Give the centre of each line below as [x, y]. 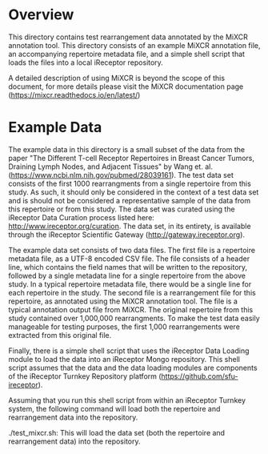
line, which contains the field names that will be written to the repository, [128, 267]
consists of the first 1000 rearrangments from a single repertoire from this [130, 183]
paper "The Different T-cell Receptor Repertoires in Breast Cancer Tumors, [131, 158]
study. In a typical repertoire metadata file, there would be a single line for [130, 284]
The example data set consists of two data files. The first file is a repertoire [132, 250]
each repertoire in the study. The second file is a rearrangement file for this [132, 292]
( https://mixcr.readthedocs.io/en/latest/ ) [74, 94]
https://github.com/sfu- [200, 376]
